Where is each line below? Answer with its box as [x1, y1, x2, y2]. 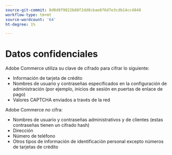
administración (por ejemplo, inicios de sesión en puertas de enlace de [12, 86, 163, 92]
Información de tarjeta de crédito [12, 75, 83, 81]
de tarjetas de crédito [12, 144, 59, 150]
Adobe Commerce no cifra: [5, 107, 63, 113]
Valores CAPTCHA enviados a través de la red [12, 97, 110, 103]
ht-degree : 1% [5, 21, 36, 27]
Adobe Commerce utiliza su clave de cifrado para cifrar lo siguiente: [5, 65, 150, 72]
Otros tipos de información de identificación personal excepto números [12, 139, 164, 145]
